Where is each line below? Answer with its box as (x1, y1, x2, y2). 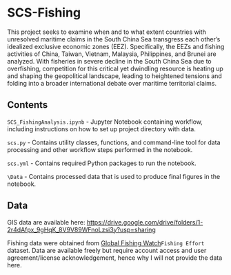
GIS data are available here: (7, 218, 86, 226)
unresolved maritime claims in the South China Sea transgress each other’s (7, 35, 221, 43)
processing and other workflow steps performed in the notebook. (7, 145, 193, 153)
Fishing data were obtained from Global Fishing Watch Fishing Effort (7, 238, 205, 247)
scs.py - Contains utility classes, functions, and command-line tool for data (7, 138, 221, 146)
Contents (7, 99, 48, 111)
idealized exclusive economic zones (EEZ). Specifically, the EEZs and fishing (7, 42, 225, 50)
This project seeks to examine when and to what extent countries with (7, 28, 207, 36)
